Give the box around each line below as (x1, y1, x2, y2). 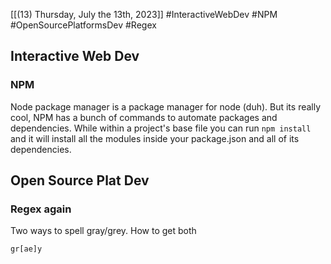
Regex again (10, 202, 72, 216)
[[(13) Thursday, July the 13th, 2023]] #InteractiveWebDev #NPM (10, 9, 278, 20)
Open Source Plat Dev (10, 172, 150, 189)
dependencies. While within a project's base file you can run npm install (10, 122, 312, 134)
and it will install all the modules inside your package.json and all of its (10, 132, 300, 144)
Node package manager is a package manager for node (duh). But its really (10, 100, 322, 113)
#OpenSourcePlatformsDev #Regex (10, 19, 157, 31)
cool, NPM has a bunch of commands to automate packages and (10, 111, 278, 123)
